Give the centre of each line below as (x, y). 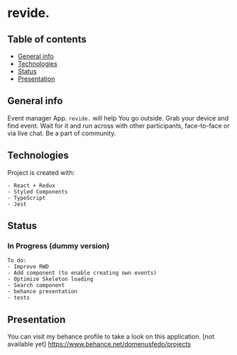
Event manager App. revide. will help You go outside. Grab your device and (118, 118)
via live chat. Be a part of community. (62, 133)
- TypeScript (27, 198)
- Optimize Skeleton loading (50, 279)
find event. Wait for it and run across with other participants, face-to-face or (118, 125)
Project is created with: (41, 172)
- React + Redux (31, 186)
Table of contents (47, 39)
